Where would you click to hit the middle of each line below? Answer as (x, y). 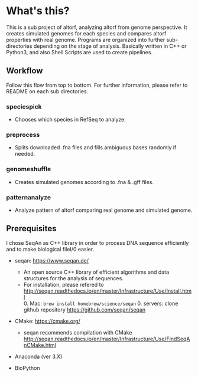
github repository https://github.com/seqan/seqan (85, 309)
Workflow (25, 71)
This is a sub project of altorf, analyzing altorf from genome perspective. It (97, 27)
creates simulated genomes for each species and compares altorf (86, 33)
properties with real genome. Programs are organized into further (86, 40)
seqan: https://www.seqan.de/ (51, 260)
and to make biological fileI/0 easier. (50, 249)
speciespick (24, 106)
